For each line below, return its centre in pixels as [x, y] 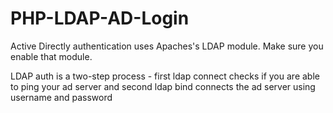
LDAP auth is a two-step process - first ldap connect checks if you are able [165, 76]
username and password [61, 97]
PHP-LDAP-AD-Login [100, 18]
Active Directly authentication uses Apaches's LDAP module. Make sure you [167, 46]
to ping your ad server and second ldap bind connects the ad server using [163, 86]
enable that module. [51, 56]
